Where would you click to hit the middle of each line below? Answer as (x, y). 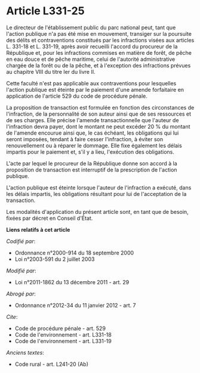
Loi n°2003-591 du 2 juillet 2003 (55, 259)
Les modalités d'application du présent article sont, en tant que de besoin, (98, 212)
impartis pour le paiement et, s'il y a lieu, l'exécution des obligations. (90, 152)
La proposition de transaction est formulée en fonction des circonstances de (100, 107)
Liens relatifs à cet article (38, 229)
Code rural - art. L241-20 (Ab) (51, 364)
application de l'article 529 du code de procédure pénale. (77, 96)
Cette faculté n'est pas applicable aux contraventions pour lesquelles (91, 83)
